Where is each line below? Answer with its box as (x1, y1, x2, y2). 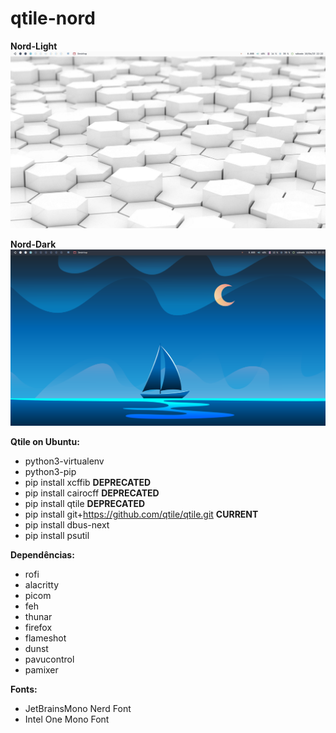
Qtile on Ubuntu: (10, 435, 80, 447)
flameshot (24, 632, 67, 644)
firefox (24, 621, 53, 633)
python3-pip (24, 465, 77, 477)
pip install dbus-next (24, 518, 110, 531)
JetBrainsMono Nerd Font (24, 702, 132, 714)
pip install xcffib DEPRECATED (24, 476, 152, 488)
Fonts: (10, 683, 38, 695)
